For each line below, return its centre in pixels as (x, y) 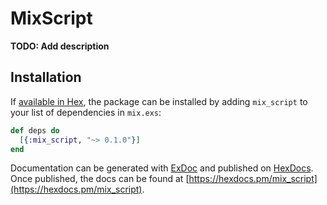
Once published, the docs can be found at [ (100, 179)
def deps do (35, 130)
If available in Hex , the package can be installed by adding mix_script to (159, 101)
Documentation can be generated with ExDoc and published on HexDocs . (162, 168)
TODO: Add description (60, 46)
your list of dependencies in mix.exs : (86, 112)
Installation (46, 77)
